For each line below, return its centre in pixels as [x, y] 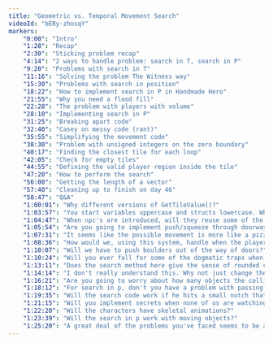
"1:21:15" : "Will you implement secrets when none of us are [128, 303]
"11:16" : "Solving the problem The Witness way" [107, 76]
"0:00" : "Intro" [51, 39]
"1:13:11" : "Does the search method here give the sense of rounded [141, 265]
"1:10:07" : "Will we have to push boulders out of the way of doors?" [145, 250]
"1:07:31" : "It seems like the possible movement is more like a [136, 235]
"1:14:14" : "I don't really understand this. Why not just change [138, 273]
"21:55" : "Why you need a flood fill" [89, 99]
